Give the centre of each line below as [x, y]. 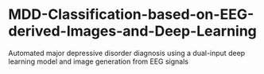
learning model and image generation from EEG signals [99, 61]
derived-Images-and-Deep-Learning [132, 31]
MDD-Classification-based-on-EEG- [131, 15]
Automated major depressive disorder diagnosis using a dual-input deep [127, 53]
